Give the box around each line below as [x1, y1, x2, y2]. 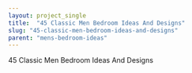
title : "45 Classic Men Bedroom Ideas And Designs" [8, 19, 186, 27]
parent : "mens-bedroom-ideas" [8, 33, 108, 42]
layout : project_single [8, 11, 87, 20]
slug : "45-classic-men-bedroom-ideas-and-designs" [8, 26, 179, 34]
